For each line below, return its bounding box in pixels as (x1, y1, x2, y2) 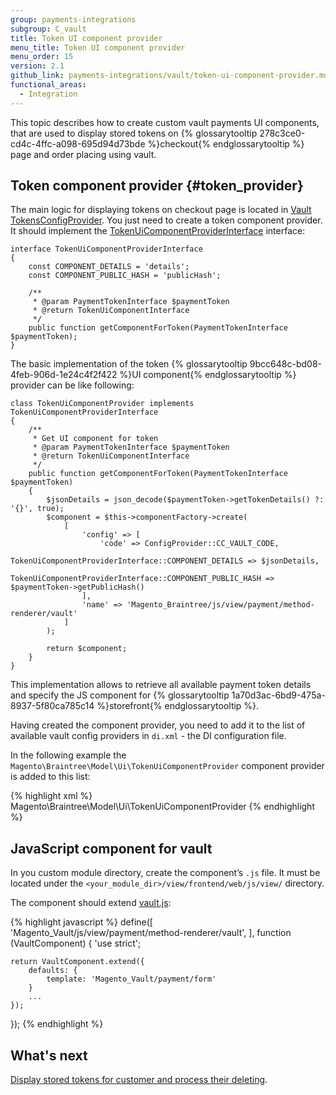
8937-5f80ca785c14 (10, 700, 95, 712)
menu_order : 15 (10, 52, 74, 62)
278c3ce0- (259, 127, 306, 139)
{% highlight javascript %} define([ (10, 916, 153, 928)
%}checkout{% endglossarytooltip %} (147, 137, 305, 150)
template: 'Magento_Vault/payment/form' (46, 974, 217, 985)
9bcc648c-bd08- (249, 358, 322, 370)
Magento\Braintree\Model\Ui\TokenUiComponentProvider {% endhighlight (10, 801, 315, 813)
